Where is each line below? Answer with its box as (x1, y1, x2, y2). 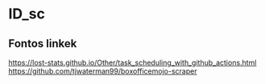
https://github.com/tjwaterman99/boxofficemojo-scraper (8, 66, 197, 76)
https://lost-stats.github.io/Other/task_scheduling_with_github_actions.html (8, 58, 257, 67)
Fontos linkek (8, 37, 77, 50)
